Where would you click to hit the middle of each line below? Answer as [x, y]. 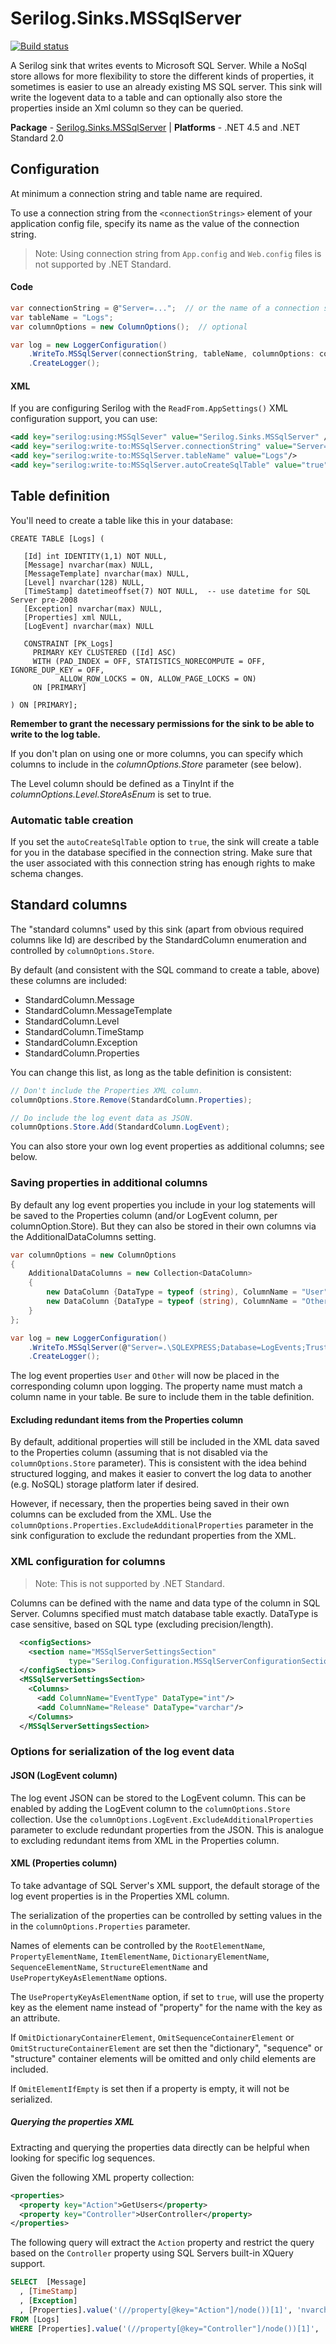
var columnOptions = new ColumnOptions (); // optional [129, 327]
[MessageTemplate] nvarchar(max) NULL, [106, 573]
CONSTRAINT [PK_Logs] [68, 643]
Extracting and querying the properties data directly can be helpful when [160, 2147]
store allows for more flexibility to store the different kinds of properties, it [162, 76]
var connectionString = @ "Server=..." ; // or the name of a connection [165, 308]
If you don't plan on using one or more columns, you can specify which [156, 753]
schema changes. [47, 874]
